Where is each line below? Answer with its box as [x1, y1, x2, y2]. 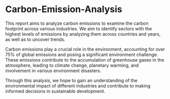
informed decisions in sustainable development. [5, 88, 106, 94]
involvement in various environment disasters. [5, 67, 101, 74]
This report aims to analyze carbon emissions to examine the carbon [5, 20, 149, 26]
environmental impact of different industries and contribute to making [5, 82, 151, 89]
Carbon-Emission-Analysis [5, 4, 123, 15]
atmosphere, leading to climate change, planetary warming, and [5, 62, 139, 68]
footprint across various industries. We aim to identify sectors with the [5, 25, 152, 31]
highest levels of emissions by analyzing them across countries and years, [5, 31, 161, 37]
